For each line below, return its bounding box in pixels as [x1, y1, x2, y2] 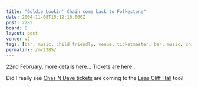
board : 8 [6, 25, 28, 31]
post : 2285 [6, 19, 33, 25]
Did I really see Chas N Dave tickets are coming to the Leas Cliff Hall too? [6, 74, 184, 81]
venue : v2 [6, 36, 31, 42]
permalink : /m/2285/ [6, 47, 57, 53]
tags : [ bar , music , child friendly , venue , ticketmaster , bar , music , [6, 42, 183, 48]
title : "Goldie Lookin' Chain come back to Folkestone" [6, 8, 146, 15]
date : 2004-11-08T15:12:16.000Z [6, 14, 85, 20]
